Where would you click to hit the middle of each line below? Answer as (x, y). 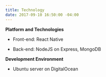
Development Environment (34, 59)
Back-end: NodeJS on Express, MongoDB (57, 49)
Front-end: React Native (38, 39)
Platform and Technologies (35, 29)
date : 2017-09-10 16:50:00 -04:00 (42, 15)
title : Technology (25, 10)
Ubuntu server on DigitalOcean (45, 69)
